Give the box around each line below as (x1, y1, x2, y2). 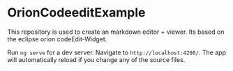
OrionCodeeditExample (7, 5, 146, 21)
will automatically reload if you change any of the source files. (7, 55, 186, 63)
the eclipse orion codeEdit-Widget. (7, 34, 107, 43)
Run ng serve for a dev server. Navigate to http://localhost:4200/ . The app (7, 48, 227, 57)
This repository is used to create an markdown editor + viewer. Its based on (7, 28, 225, 36)
